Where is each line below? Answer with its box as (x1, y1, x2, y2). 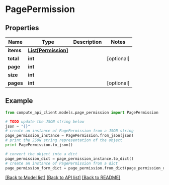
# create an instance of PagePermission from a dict (5, 161, 118, 166)
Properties (5, 24, 39, 32)
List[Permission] (28, 47, 69, 54)
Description (73, 39, 102, 45)
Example (5, 97, 33, 105)
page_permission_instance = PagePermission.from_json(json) (5, 133, 134, 138)
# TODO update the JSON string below (5, 119, 84, 124)
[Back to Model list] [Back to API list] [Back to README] (5, 174, 121, 180)
